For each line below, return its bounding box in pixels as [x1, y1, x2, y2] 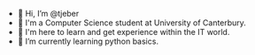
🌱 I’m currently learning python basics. [17, 36, 159, 46]
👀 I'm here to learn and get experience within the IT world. [17, 27, 230, 37]
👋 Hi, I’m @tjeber [17, 9, 80, 18]
